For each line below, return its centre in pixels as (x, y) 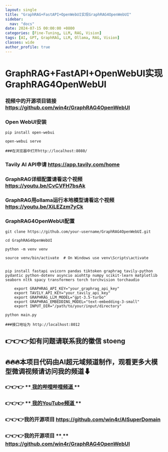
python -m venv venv (27, 249)
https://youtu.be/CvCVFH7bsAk (45, 186)
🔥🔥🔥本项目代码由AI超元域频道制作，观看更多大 (78, 362)
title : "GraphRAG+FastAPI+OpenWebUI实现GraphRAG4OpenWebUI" (68, 15)
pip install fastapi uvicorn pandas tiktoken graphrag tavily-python (79, 271)
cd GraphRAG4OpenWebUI (29, 241)
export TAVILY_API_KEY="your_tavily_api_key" (62, 293)
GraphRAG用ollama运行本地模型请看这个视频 (60, 200)
